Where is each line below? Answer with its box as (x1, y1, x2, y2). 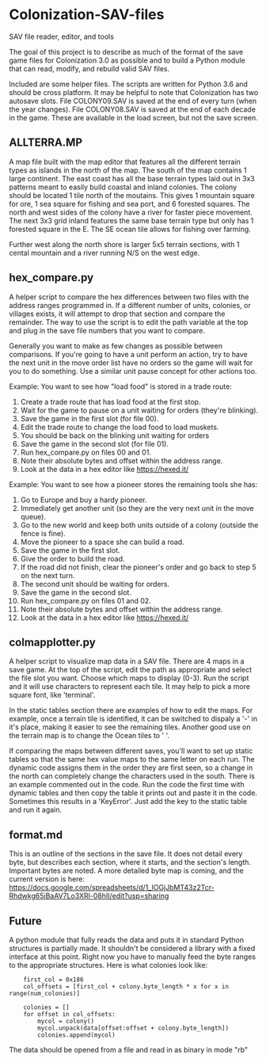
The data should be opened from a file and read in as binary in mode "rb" (9, 1045, 249, 1054)
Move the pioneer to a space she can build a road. (20, 537, 184, 546)
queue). (20, 512, 47, 521)
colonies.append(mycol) (37, 1031, 116, 1039)
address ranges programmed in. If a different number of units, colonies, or (9, 300, 252, 310)
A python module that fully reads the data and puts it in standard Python (9, 935, 245, 944)
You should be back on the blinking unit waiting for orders (20, 430, 210, 440)
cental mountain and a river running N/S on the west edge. (9, 248, 200, 257)
